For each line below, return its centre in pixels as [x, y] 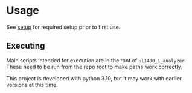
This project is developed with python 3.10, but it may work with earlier [94, 78]
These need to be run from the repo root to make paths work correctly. [94, 67]
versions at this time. [32, 85]
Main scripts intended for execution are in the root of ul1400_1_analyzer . [96, 60]
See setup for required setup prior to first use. [63, 27]
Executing [26, 46]
